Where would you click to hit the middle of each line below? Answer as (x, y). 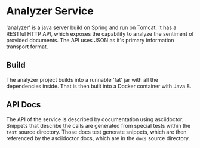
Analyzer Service (50, 11)
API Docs (24, 105)
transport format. (27, 47)
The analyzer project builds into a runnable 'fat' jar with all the (82, 79)
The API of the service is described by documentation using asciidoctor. (95, 119)
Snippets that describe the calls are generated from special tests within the (99, 125)
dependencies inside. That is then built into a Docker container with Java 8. (99, 86)
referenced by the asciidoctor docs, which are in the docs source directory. (98, 138)
